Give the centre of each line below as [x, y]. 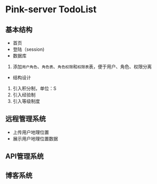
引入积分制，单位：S [34, 88]
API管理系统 [25, 157]
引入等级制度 [26, 101]
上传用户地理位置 [31, 132]
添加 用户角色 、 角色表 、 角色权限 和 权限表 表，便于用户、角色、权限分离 [82, 67]
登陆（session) [28, 49]
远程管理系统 [26, 119]
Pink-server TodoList [51, 9]
